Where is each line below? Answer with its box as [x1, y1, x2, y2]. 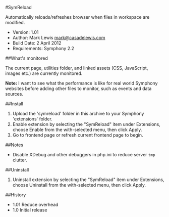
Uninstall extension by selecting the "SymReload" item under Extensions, [12, 177, 164, 183]
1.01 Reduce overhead [12, 202, 59, 207]
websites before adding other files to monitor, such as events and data [5, 85, 152, 92]
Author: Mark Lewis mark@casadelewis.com [12, 35, 105, 40]
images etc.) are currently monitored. [5, 70, 83, 76]
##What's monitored [5, 55, 48, 61]
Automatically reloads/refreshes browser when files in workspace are [5, 14, 150, 20]
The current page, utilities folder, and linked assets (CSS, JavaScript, [5, 65, 148, 71]
